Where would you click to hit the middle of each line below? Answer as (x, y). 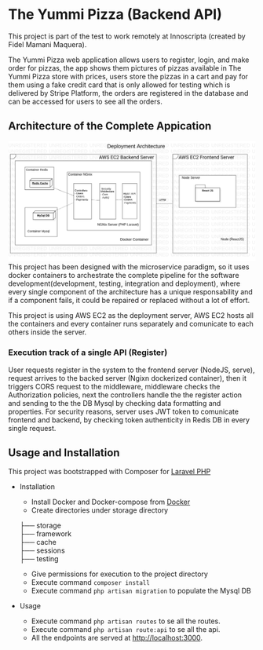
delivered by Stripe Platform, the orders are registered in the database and (128, 93)
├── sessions (42, 550)
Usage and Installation (64, 453)
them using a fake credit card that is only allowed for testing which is (119, 85)
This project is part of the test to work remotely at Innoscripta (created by (127, 36)
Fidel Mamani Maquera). (47, 44)
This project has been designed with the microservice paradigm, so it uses (129, 267)
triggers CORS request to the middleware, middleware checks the (114, 386)
